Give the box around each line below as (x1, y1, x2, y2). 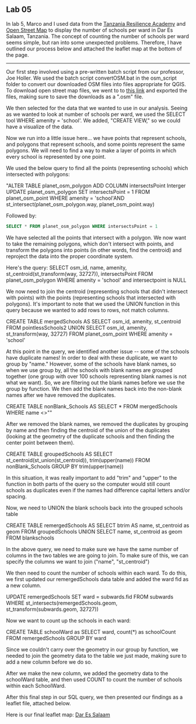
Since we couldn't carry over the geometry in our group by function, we (6, 646, 179, 653)
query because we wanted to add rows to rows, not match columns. (6, 306, 170, 313)
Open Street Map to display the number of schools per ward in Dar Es (6, 26, 173, 33)
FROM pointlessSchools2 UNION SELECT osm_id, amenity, (6, 324, 148, 331)
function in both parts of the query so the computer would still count (6, 480, 170, 487)
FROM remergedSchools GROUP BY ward (6, 634, 107, 641)
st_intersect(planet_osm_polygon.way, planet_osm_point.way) (6, 200, 155, 207)
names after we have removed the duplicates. (6, 391, 116, 398)
